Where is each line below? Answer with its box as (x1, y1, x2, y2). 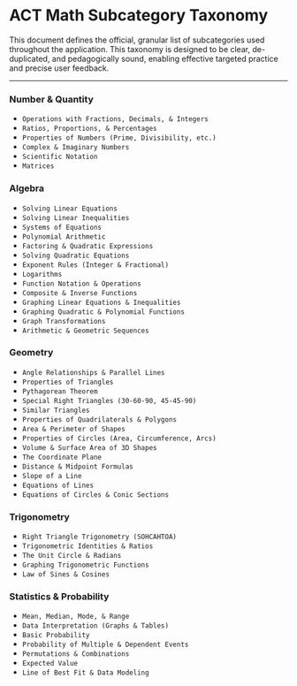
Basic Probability (21, 631, 90, 640)
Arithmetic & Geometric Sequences (21, 326, 149, 335)
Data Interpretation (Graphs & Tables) (21, 621, 170, 630)
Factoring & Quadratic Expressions (21, 241, 154, 250)
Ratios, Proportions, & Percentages (21, 125, 157, 133)
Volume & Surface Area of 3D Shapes (21, 443, 157, 452)
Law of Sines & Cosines (21, 570, 110, 579)
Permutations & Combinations (21, 650, 130, 659)
